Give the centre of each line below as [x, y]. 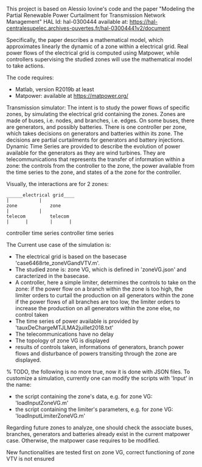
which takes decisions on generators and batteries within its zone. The [95, 133]
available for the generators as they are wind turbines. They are [86, 153]
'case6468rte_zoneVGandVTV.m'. [57, 263]
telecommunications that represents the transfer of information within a [96, 159]
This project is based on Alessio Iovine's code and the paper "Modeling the [100, 9]
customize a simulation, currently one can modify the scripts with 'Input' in [100, 378]
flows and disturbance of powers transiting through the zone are [96, 353]
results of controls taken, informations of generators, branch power [99, 347]
